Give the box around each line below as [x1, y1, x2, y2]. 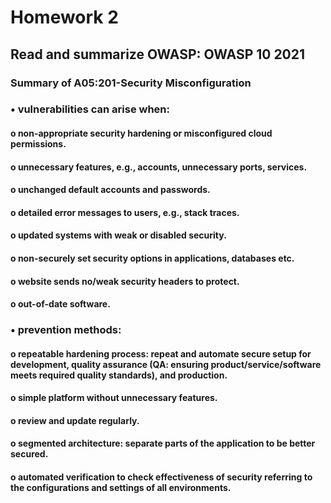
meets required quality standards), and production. [10, 369, 228, 381]
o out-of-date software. [10, 298, 111, 310]
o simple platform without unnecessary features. [10, 392, 218, 404]
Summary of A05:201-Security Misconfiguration [10, 76, 252, 90]
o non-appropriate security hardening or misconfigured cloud [10, 127, 273, 140]
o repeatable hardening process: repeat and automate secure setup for [10, 347, 312, 360]
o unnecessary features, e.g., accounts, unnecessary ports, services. [10, 161, 308, 173]
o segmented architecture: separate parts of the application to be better [10, 437, 316, 450]
